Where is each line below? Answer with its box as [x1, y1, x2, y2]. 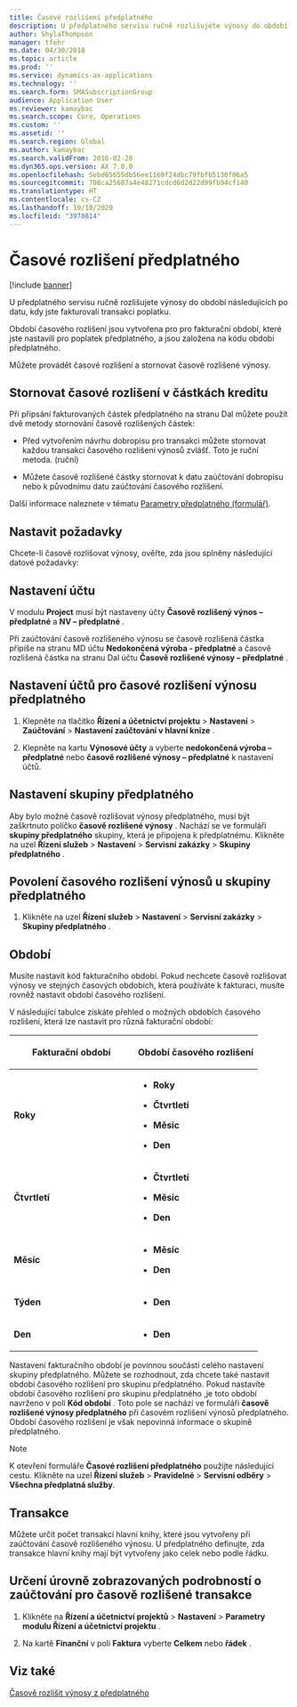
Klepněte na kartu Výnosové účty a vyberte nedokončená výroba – [21, 742, 273, 753]
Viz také [9, 1663, 56, 1679]
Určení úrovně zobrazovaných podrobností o [9, 1574, 262, 1589]
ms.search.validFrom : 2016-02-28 [9, 153, 133, 163]
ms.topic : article [9, 54, 77, 63]
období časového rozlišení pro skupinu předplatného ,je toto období [9, 1388, 258, 1399]
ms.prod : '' [9, 63, 53, 72]
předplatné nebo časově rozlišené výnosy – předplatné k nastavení [21, 751, 274, 762]
